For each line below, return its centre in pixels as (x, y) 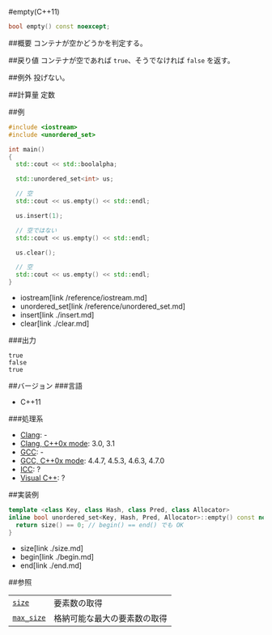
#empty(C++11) (34, 12)
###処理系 (26, 419)
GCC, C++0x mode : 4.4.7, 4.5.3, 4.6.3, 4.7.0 (92, 460)
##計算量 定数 (32, 94)
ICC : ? (30, 469)
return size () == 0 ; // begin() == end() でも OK (100, 525)
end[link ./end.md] (51, 565)
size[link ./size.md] (51, 548)
